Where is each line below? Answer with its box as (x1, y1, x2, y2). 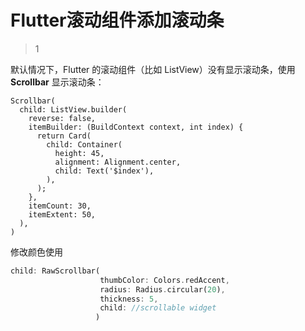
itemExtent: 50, (28, 209, 97, 220)
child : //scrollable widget (99, 303, 217, 313)
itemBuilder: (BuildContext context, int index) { (28, 122, 244, 132)
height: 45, (54, 148, 105, 158)
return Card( (36, 131, 92, 141)
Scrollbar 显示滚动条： (10, 76, 105, 88)
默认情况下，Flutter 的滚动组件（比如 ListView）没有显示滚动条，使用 (10, 63, 296, 75)
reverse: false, (28, 113, 97, 123)
